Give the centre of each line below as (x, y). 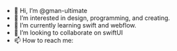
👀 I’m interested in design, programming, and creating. (92, 18)
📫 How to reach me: (44, 40)
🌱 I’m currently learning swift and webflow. (75, 25)
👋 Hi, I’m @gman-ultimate (51, 11)
